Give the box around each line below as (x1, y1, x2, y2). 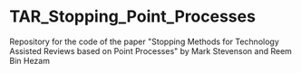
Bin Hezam (9, 55, 50, 66)
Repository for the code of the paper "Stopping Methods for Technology (9, 36, 279, 47)
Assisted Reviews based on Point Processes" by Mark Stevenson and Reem (9, 45, 293, 56)
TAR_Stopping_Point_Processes (9, 6, 257, 27)
